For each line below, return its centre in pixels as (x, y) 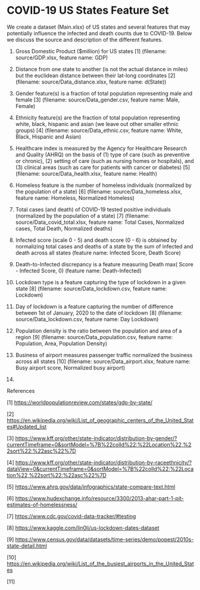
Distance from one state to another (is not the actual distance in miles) (101, 69)
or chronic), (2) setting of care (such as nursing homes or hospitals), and (104, 161)
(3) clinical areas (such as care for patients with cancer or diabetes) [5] (103, 167)
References (21, 391)
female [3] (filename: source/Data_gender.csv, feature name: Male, (98, 100)
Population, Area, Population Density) (61, 343)
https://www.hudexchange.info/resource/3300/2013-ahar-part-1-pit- (99, 498)
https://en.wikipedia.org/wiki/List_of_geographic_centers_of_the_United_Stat (100, 420)
